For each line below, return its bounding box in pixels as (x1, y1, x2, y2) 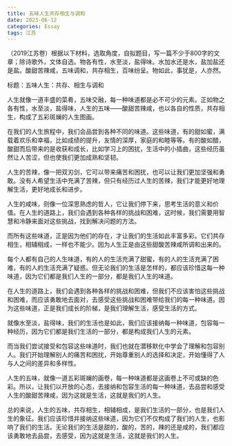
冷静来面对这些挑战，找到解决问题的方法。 (19, 217, 140, 225)
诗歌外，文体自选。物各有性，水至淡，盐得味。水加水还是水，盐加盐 (25, 58, 219, 66)
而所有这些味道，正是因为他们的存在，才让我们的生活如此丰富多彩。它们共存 (7, 232, 225, 240)
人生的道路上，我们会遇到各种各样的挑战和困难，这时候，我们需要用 (25, 208, 219, 217)
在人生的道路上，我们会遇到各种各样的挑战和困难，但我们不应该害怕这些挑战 (7, 287, 225, 295)
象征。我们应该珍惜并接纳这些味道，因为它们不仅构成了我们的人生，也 (19, 414, 219, 423)
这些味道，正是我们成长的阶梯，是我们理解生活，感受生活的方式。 (12, 304, 201, 312)
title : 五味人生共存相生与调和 (7, 10, 86, 17)
